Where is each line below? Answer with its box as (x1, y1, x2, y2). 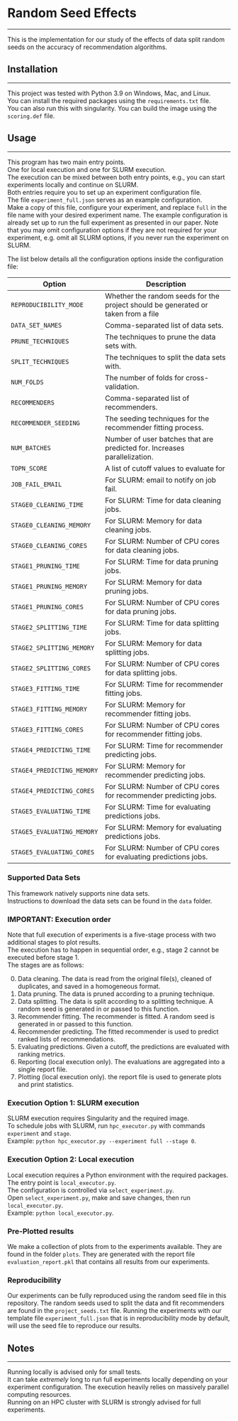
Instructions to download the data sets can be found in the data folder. (7, 896, 212, 905)
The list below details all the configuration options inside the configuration (7, 254, 224, 263)
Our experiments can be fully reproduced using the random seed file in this (7, 1292, 227, 1300)
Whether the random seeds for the (105, 291, 220, 301)
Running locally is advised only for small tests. (7, 1368, 142, 1376)
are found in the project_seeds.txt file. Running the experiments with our (7, 1307, 222, 1315)
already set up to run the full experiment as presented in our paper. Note (7, 218, 219, 227)
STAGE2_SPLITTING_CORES (11, 664, 91, 672)
